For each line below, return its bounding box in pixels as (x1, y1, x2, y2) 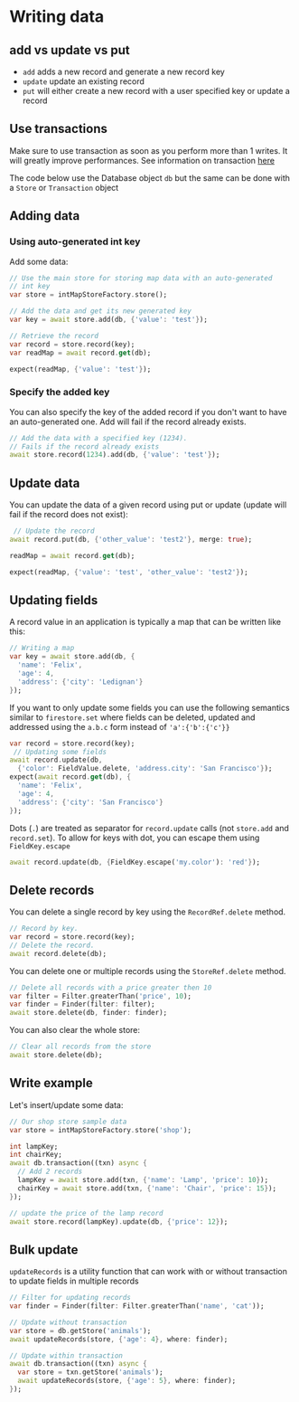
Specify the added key (9, 386, 110, 399)
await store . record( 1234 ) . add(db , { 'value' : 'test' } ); (9, 450, 220, 459)
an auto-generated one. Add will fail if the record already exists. (9, 416, 247, 427)
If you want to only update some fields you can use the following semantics (9, 702, 291, 713)
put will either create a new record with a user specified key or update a (22, 86, 291, 96)
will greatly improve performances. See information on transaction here (9, 155, 276, 166)
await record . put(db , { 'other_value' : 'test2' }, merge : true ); (9, 535, 253, 544)
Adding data (9, 208, 80, 223)
